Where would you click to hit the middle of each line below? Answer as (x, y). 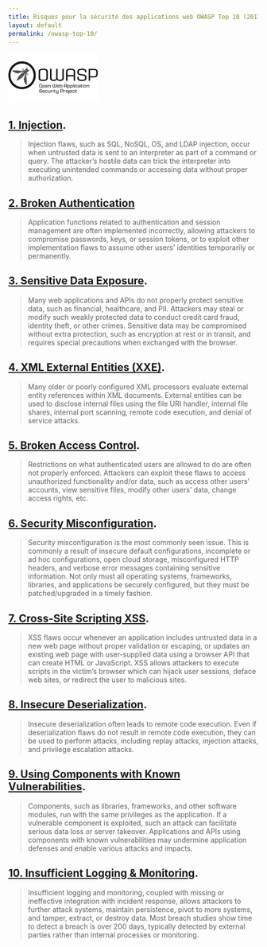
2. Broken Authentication (72, 203)
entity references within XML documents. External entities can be (135, 395)
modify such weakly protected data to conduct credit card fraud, (133, 317)
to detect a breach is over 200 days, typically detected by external (136, 926)
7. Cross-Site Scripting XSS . (79, 618)
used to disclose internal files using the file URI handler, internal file (138, 403)
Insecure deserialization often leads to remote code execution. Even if (142, 723)
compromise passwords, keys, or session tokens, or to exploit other (138, 239)
